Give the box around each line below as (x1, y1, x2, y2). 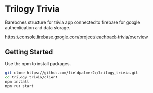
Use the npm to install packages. (5, 61, 71, 66)
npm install (5, 79, 29, 84)
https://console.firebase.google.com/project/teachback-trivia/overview (5, 34, 148, 40)
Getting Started (5, 48, 53, 56)
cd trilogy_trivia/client (5, 75, 57, 79)
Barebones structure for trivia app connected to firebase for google (5, 19, 140, 25)
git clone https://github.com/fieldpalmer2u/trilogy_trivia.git (5, 70, 138, 75)
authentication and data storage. (5, 24, 71, 30)
